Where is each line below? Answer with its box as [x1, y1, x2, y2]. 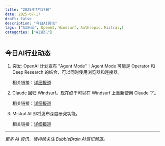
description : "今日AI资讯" [5, 21, 57, 26]
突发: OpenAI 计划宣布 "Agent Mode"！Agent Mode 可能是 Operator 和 [12, 63, 156, 69]
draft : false [5, 16, 32, 21]
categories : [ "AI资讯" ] [5, 30, 53, 35]
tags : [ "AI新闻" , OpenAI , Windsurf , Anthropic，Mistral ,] [5, 25, 124, 30]
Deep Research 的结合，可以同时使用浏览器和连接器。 [12, 69, 122, 75]
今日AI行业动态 [5, 49, 51, 58]
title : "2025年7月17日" [5, 7, 52, 12]
